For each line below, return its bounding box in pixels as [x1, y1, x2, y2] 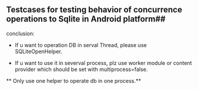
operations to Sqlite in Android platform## [6, 14, 166, 24]
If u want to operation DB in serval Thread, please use [14, 41, 147, 48]
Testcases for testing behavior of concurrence [6, 5, 183, 15]
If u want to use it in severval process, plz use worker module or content [14, 59, 192, 66]
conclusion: [6, 30, 34, 37]
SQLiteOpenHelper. [14, 48, 62, 55]
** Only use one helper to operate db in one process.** [6, 77, 142, 84]
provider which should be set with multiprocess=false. [14, 66, 148, 73]
